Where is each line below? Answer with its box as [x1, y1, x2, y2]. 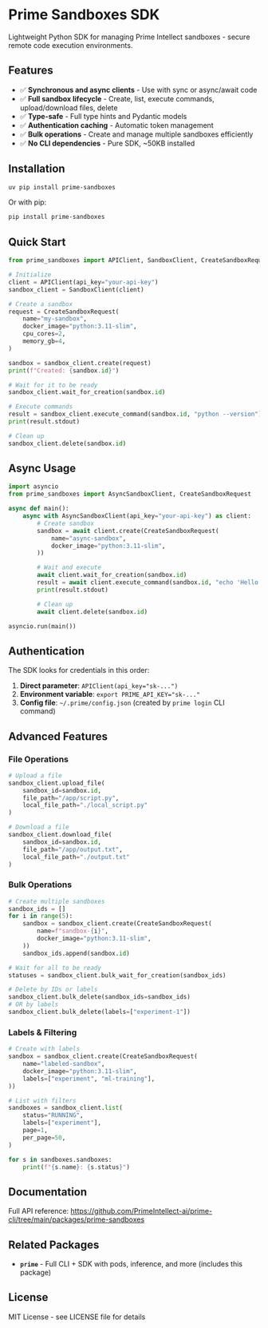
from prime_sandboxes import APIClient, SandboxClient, [8, 256, 198, 264]
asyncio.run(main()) [8, 622, 77, 630]
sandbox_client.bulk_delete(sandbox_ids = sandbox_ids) [8, 993, 191, 1001]
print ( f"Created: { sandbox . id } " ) [8, 366, 120, 375]
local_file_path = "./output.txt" [22, 853, 130, 861]
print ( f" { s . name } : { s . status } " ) [22, 1163, 130, 1171]
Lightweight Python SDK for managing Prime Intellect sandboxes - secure [8, 32, 250, 42]
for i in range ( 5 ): [8, 913, 73, 920]
